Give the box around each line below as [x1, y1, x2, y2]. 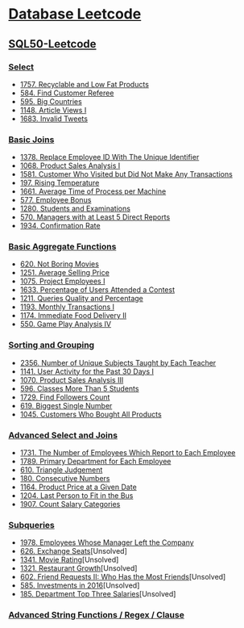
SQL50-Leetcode [8, 37, 97, 51]
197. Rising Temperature [19, 178, 100, 188]
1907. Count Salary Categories [19, 500, 121, 509]
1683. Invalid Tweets [19, 114, 89, 124]
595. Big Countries [19, 96, 82, 106]
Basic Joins [8, 134, 55, 145]
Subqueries [8, 519, 55, 530]
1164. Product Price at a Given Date [19, 482, 137, 492]
